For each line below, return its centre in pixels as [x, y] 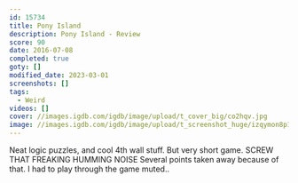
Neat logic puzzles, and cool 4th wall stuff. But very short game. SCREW [141, 150]
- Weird [31, 100]
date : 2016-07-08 [41, 51]
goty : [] [25, 68]
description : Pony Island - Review [75, 34]
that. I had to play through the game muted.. [90, 169]
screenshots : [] [39, 84]
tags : [19, 91]
